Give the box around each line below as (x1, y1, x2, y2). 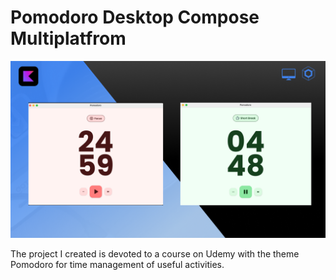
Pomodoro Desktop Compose (10, 6, 260, 29)
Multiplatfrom (10, 27, 127, 50)
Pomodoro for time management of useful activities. (10, 259, 225, 271)
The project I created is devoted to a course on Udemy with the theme (10, 248, 300, 260)
